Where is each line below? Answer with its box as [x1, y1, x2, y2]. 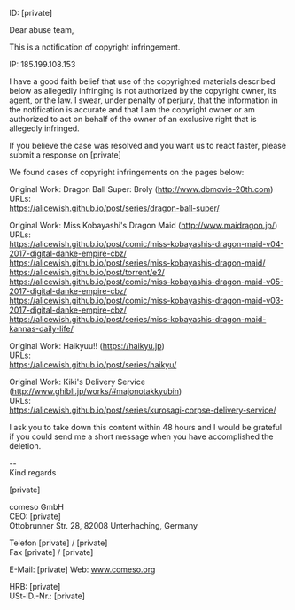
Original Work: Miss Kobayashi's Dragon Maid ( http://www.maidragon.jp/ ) [9, 220, 278, 230]
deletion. [9, 441, 42, 451]
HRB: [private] [9, 582, 61, 591]
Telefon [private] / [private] [9, 537, 108, 548]
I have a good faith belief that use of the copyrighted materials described [9, 76, 276, 87]
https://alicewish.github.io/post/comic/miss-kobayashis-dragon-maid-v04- [9, 239, 284, 249]
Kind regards [9, 467, 57, 477]
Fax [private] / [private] [9, 547, 94, 557]
